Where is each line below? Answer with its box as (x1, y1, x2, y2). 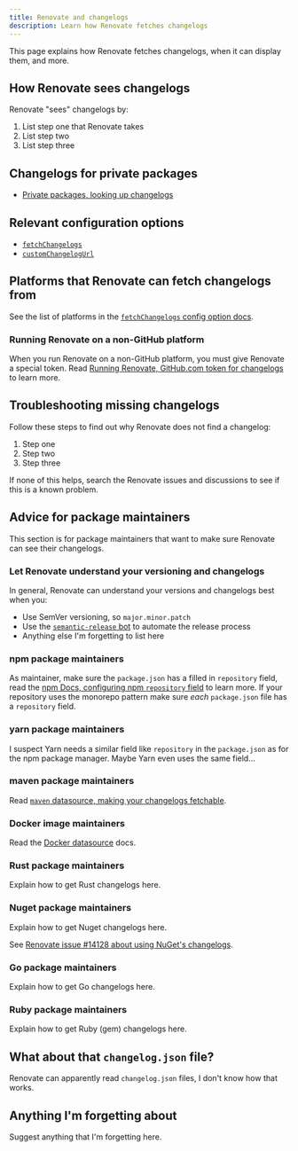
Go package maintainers (9, 961, 117, 974)
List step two (21, 130, 69, 142)
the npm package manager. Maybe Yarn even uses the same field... (9, 753, 255, 763)
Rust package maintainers (9, 859, 125, 872)
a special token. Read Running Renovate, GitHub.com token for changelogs (9, 363, 284, 373)
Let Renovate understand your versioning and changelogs (9, 565, 265, 577)
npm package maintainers (9, 653, 124, 665)
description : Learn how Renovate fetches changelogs (9, 21, 208, 30)
